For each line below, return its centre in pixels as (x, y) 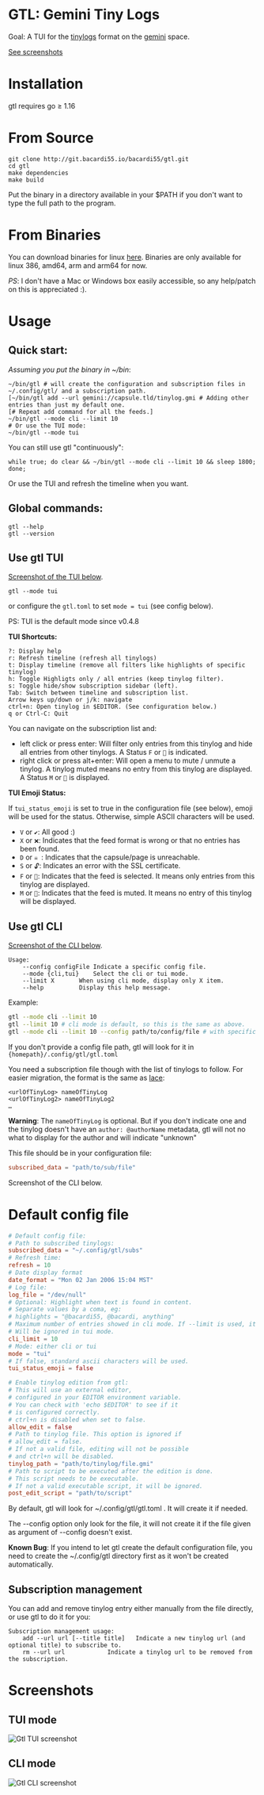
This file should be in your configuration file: (80, 1153)
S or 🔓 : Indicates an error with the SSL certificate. (100, 866)
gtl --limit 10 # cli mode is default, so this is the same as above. (127, 1024)
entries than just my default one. (67, 405)
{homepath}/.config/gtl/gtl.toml (63, 1054)
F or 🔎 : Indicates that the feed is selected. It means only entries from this (137, 876)
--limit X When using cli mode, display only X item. (123, 981)
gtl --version (32, 534)
